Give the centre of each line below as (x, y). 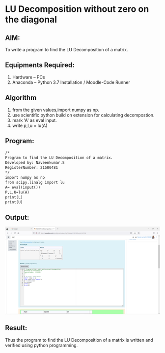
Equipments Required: (40, 65)
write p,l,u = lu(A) (30, 125)
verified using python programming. (41, 345)
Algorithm (21, 98)
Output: (17, 217)
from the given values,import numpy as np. (56, 110)
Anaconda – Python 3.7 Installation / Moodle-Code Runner (71, 82)
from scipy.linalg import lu (35, 183)
